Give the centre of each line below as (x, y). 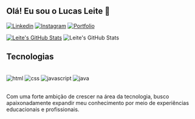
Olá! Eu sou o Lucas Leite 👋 (58, 11)
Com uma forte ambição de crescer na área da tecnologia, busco (88, 97)
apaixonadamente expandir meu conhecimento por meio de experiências (98, 103)
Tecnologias (30, 57)
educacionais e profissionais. (43, 109)
